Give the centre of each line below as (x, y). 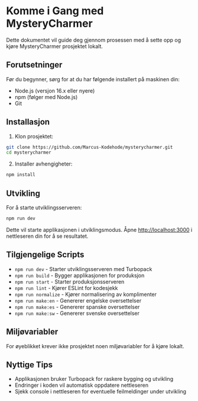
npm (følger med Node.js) (46, 97)
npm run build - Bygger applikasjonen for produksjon (79, 275)
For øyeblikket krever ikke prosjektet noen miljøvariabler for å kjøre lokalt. (95, 346)
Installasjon (28, 122)
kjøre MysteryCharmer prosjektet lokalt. (55, 46)
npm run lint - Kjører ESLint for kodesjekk (66, 288)
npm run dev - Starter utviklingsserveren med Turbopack (83, 269)
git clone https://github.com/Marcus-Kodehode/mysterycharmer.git (90, 147)
